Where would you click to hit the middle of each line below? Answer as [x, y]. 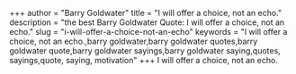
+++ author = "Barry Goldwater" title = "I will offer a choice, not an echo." [145, 13]
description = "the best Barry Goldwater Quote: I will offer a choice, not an [147, 22]
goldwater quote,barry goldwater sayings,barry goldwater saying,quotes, [145, 51]
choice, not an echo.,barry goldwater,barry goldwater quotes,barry [134, 41]
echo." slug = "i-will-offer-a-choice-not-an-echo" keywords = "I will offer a [148, 32]
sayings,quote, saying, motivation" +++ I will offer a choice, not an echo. [144, 60]
